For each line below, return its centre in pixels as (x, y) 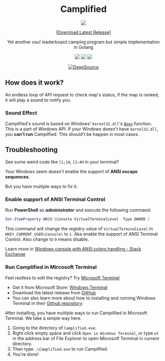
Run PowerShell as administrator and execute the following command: (78, 210)
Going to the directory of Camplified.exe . (54, 328)
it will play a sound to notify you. (38, 100)
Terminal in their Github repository (47, 303)
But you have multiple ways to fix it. (41, 186)
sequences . (18, 177)
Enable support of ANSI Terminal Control (55, 199)
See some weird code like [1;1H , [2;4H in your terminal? (62, 162)
